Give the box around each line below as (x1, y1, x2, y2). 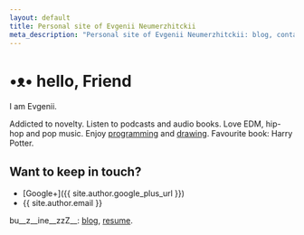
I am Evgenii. (9, 101, 57, 112)
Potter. (9, 137, 34, 149)
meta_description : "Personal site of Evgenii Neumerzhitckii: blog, (9, 30, 273, 39)
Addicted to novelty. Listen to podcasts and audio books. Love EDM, (9, 118, 264, 129)
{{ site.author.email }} (22, 198, 102, 209)
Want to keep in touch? (9, 164, 142, 179)
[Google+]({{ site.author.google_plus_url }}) (22, 188, 185, 199)
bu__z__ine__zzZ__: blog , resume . (9, 215, 134, 226)
